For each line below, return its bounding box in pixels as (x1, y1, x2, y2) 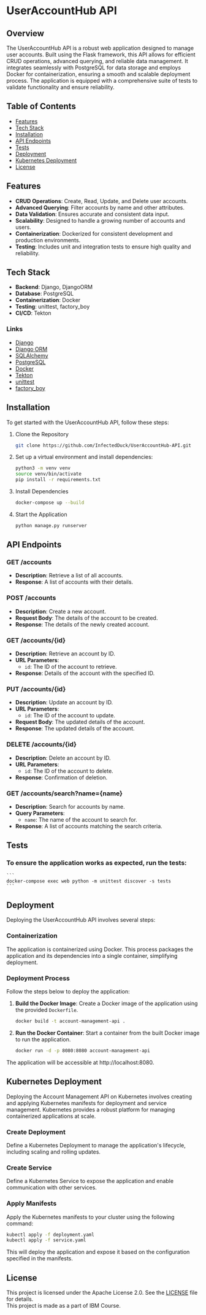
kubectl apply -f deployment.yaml (6, 1232, 95, 1238)
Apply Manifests (6, 1199, 57, 1208)
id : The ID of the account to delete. (24, 767, 113, 774)
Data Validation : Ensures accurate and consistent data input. (15, 210, 170, 218)
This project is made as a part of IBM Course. (6, 1302, 121, 1309)
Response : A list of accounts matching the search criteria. (15, 822, 162, 830)
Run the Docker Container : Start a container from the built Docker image (15, 1029, 200, 1036)
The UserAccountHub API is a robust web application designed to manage (6, 44, 194, 52)
